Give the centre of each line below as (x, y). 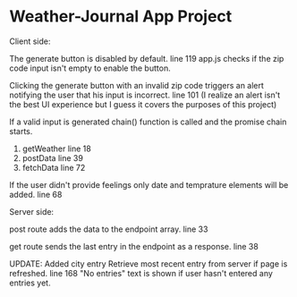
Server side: (32, 211)
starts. (21, 131)
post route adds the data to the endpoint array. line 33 (109, 229)
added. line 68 (36, 194)
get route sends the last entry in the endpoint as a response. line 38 (134, 246)
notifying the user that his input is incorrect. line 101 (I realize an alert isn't (145, 95)
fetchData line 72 (54, 167)
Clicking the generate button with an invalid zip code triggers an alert (136, 85)
